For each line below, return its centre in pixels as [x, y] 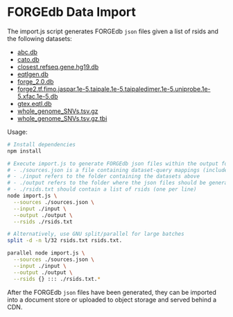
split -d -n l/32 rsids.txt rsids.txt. [65, 241]
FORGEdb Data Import [72, 12]
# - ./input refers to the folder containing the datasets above [103, 177]
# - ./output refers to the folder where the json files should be [107, 183]
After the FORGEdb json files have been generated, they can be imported [112, 292]
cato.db [28, 59]
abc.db [27, 52]
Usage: [17, 132]
